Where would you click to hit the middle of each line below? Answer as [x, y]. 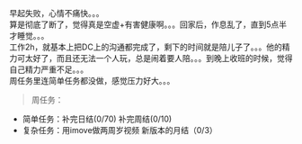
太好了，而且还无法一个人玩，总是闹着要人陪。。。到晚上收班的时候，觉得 [159, 58]
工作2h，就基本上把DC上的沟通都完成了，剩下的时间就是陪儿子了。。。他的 [146, 47]
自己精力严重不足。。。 [49, 69]
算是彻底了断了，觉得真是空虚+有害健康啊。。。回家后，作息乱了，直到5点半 [148, 24]
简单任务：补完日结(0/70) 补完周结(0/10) [97, 119]
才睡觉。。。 [29, 36]
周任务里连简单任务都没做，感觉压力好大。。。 [92, 81]
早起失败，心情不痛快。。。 [57, 13]
